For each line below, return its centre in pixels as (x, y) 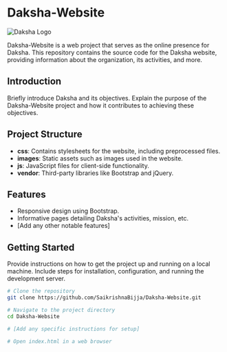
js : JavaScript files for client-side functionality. (83, 165)
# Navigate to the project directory (61, 310)
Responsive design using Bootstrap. (68, 211)
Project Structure (45, 135)
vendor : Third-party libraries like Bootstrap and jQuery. (95, 173)
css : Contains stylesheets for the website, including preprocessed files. (119, 151)
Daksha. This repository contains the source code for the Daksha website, (112, 52)
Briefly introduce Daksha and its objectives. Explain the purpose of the (107, 98)
